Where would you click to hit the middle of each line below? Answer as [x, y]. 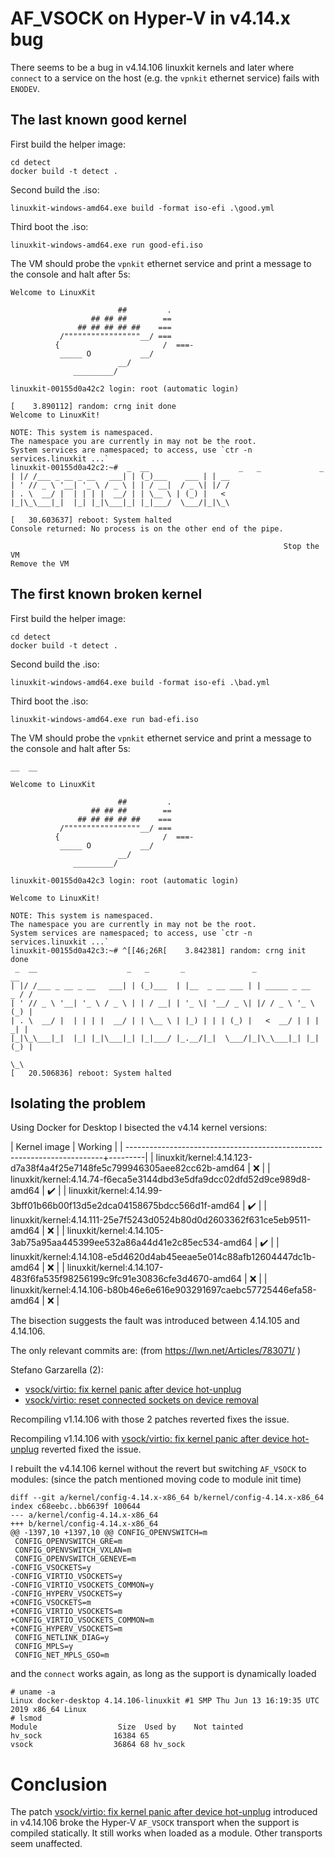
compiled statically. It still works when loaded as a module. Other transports [166, 1833]
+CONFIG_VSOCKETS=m [51, 1603]
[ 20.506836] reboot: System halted [91, 1073]
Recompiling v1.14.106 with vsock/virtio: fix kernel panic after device [150, 1439]
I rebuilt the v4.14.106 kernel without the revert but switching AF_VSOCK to [158, 1469]
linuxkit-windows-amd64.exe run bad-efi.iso [104, 719]
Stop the [301, 546]
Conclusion [59, 1784]
